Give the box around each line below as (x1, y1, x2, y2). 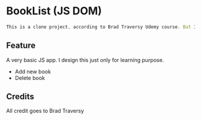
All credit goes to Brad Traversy (6, 107, 84, 115)
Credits (6, 91, 35, 102)
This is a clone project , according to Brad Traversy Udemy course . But (6, 24, 191, 30)
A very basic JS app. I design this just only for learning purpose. (6, 56, 165, 63)
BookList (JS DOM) (6, 4, 102, 18)
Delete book (14, 74, 45, 81)
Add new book (14, 67, 51, 75)
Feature (6, 41, 36, 51)
